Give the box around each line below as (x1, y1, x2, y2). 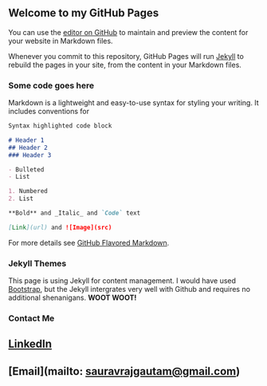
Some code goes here (8, 80, 94, 91)
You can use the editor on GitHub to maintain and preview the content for (8, 27, 249, 37)
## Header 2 (8, 144, 48, 152)
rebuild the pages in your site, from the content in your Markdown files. (8, 60, 241, 69)
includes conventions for (8, 107, 90, 116)
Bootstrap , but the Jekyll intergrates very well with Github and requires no (8, 285, 251, 294)
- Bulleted (8, 165, 45, 174)
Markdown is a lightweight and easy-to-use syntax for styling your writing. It (8, 98, 259, 108)
